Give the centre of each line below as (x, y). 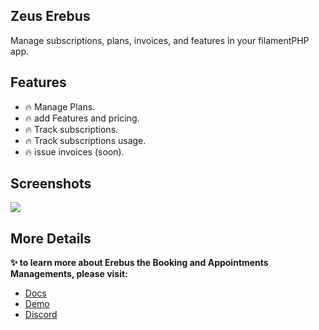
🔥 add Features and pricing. (82, 118)
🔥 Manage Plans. (60, 106)
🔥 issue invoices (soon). (74, 151)
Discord (41, 315)
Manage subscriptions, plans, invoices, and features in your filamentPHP (160, 40)
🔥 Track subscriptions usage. (85, 140)
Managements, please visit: (69, 274)
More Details (51, 238)
